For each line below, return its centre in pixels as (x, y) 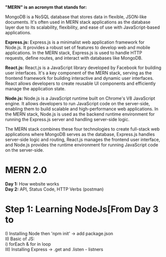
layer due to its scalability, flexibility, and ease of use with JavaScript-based (83, 27)
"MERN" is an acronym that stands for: (46, 7)
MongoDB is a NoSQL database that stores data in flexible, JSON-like (76, 17)
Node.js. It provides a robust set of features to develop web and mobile (78, 47)
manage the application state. (35, 89)
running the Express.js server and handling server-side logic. (67, 119)
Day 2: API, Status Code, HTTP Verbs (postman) (55, 189)
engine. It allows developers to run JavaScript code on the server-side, (78, 103)
